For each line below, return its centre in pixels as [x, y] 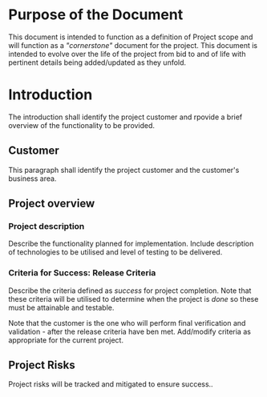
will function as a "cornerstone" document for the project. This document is [133, 45]
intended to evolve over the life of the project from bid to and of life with [127, 54]
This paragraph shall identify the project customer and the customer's [124, 170]
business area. [32, 178]
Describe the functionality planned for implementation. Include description [131, 244]
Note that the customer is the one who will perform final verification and [127, 323]
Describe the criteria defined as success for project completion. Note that [130, 291]
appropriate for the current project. [66, 340]
